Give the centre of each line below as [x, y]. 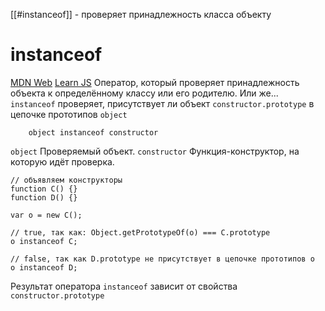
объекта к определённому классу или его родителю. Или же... [144, 93]
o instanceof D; [44, 267]
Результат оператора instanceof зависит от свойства [124, 286]
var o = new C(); [46, 215]
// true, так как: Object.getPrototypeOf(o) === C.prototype [140, 232]
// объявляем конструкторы [66, 180]
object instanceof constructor [93, 132]
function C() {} [44, 189]
